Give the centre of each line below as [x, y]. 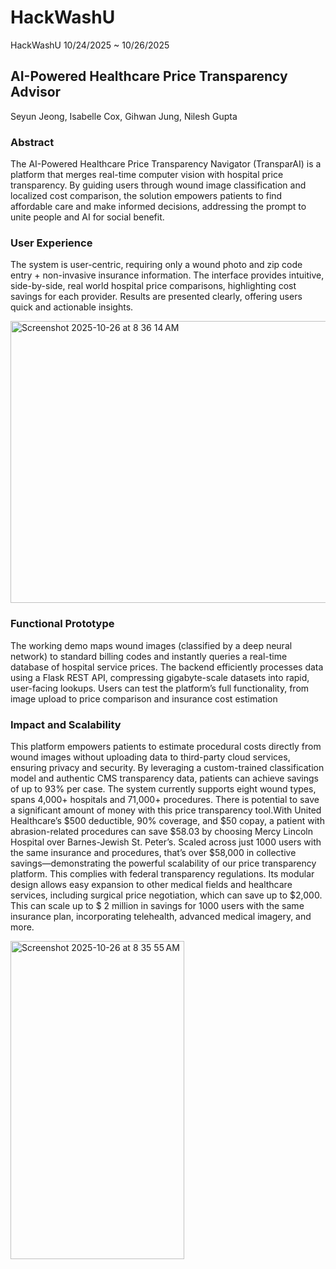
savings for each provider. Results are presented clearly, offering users [156, 297]
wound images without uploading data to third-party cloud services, [150, 757]
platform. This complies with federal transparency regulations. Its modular [162, 873]
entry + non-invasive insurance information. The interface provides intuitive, [167, 275]
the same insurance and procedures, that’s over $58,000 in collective [153, 852]
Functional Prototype [62, 624]
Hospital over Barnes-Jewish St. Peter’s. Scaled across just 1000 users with [166, 842]
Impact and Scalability [66, 724]
